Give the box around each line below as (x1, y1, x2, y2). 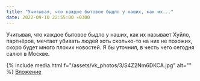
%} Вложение (6, 68, 42, 75)
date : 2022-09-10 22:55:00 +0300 (6, 14, 90, 20)
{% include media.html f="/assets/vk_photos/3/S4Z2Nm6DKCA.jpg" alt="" (6, 61, 192, 69)
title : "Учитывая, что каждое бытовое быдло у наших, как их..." (6, 8, 173, 15)
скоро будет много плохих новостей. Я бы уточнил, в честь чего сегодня (6, 43, 195, 51)
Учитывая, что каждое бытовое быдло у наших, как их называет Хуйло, (6, 31, 191, 38)
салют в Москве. (6, 50, 50, 57)
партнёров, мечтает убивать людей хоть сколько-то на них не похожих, (6, 37, 193, 44)
